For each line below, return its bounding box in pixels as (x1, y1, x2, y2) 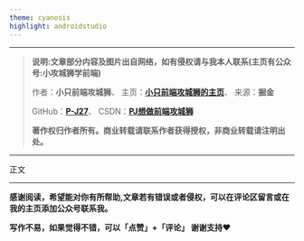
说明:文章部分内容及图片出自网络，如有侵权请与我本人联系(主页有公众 (31, 56, 291, 67)
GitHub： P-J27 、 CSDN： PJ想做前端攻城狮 (31, 106, 195, 116)
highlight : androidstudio (9, 22, 107, 31)
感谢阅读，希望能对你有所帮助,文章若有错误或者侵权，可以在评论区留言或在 (9, 191, 290, 202)
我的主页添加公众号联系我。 (9, 202, 113, 213)
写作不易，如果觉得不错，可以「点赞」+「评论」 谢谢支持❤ (9, 222, 232, 233)
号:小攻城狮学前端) (31, 67, 101, 78)
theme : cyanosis (9, 13, 71, 23)
